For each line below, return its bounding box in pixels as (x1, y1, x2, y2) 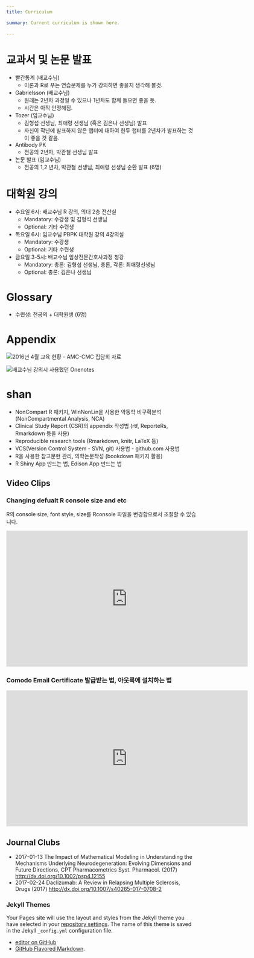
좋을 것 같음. (30, 134, 60, 142)
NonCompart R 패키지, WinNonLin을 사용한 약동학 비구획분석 (14, 409, 162, 416)
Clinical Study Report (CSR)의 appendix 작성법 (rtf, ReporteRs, (14, 422, 168, 430)
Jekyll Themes (6, 900, 51, 908)
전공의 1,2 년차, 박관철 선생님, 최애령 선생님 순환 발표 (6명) (24, 164, 162, 171)
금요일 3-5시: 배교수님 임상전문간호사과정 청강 (14, 253, 124, 261)
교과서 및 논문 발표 (6, 53, 92, 66)
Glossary (6, 290, 53, 304)
